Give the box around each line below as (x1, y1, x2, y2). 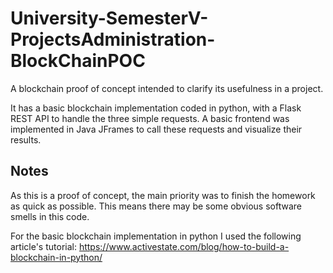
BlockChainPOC (10, 50, 146, 72)
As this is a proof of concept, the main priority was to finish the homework (10, 189, 316, 201)
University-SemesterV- (10, 7, 209, 30)
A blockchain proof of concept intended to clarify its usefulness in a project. (10, 82, 324, 94)
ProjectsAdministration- (10, 28, 216, 51)
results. (10, 133, 42, 146)
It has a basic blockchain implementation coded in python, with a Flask (10, 102, 302, 114)
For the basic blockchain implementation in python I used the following (10, 230, 302, 242)
